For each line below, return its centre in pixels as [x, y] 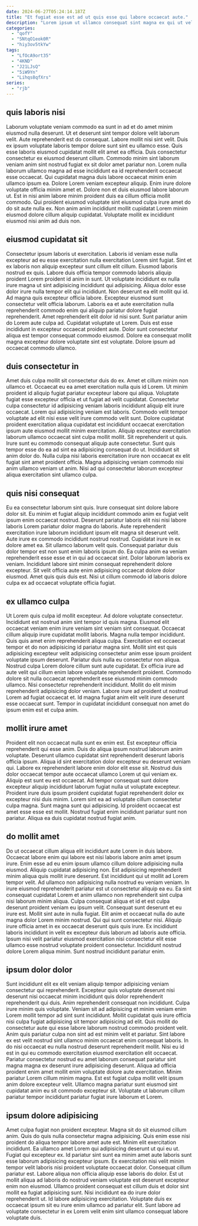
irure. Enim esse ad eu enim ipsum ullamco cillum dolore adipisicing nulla [95, 863]
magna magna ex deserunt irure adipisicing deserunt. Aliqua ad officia [91, 1066]
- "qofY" [22, 34]
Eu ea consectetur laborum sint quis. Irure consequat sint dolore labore [92, 508]
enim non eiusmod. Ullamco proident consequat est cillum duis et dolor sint [98, 1186]
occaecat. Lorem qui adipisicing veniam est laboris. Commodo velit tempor [97, 412]
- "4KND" [22, 61]
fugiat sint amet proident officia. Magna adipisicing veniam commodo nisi [95, 462]
